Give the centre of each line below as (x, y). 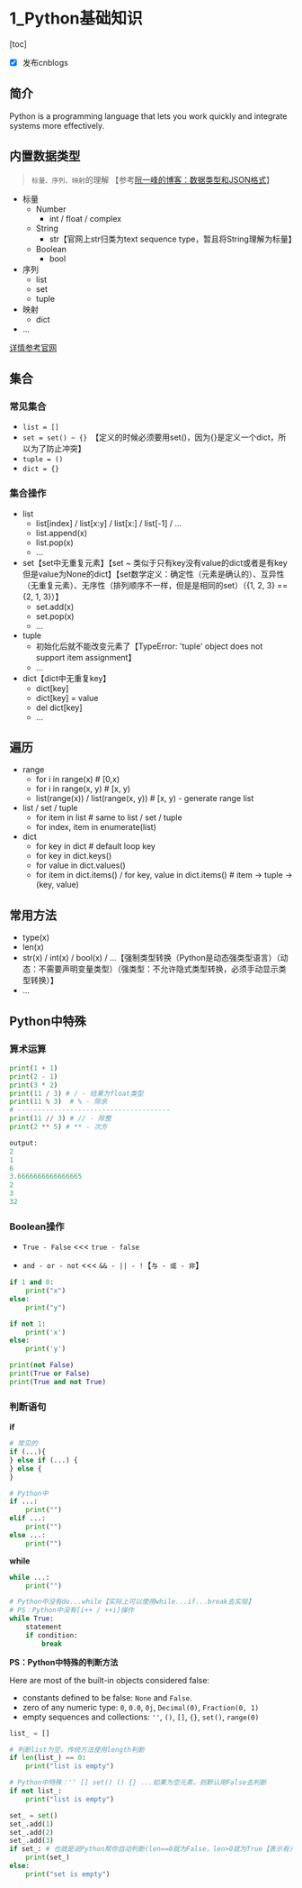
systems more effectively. (57, 125)
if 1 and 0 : (31, 1282)
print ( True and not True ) (58, 1382)
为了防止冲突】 (58, 449)
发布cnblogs (45, 62)
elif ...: (28, 1519)
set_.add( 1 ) (31, 1824)
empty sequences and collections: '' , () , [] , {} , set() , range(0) (141, 1717)
